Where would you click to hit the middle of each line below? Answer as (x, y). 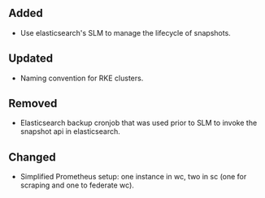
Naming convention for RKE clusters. (82, 78)
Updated (31, 59)
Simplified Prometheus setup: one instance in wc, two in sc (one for (133, 177)
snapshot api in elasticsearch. (70, 131)
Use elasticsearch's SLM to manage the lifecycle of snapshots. (126, 32)
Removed (33, 103)
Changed (32, 157)
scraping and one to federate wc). (77, 185)
